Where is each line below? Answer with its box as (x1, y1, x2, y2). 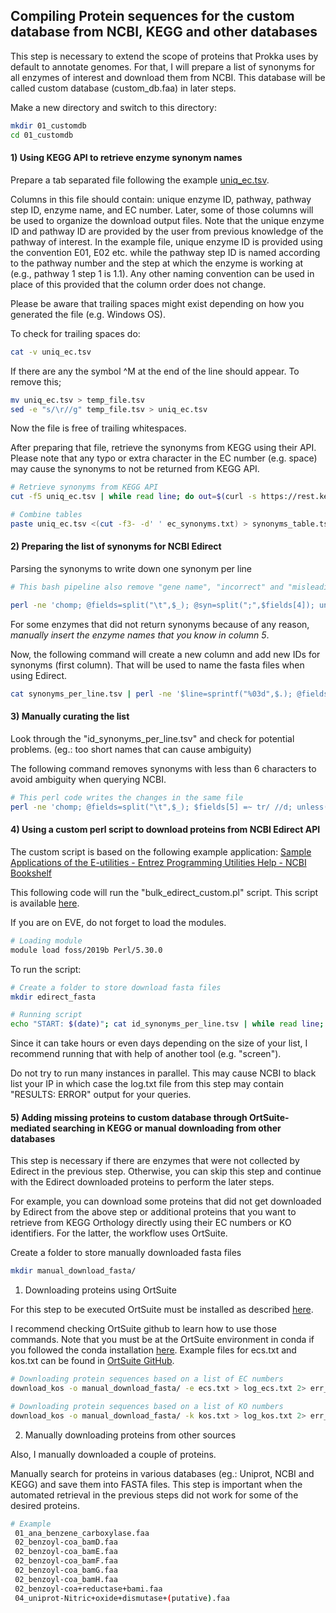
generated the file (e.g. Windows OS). (10, 308, 166, 320)
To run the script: (10, 963, 82, 975)
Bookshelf (10, 867, 53, 879)
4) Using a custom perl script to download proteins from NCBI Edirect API (10, 824, 321, 836)
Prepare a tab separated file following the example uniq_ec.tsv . (10, 174, 270, 186)
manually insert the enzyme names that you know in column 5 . (10, 629, 270, 641)
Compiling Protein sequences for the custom (10, 8, 295, 25)
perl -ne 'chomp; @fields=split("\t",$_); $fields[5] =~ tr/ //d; (10, 802, 293, 812)
